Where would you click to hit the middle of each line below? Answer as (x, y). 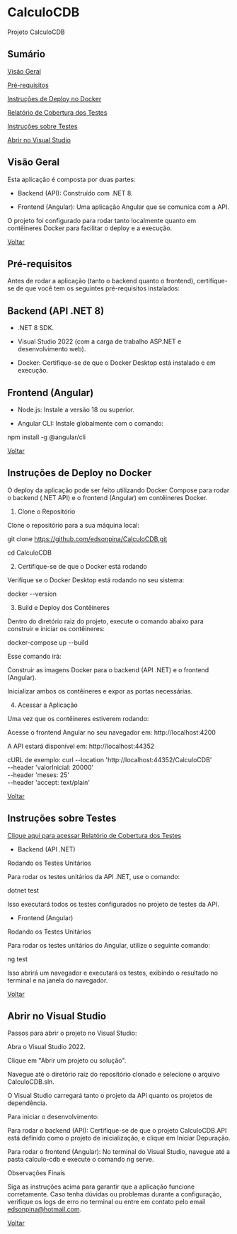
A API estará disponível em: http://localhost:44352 (81, 746)
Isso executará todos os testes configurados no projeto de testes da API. (113, 904)
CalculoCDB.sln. (31, 1082)
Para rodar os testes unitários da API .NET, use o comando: (94, 876)
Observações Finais (36, 1173)
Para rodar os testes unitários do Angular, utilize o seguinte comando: (109, 945)
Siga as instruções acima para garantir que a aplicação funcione (101, 1187)
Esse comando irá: (34, 656)
